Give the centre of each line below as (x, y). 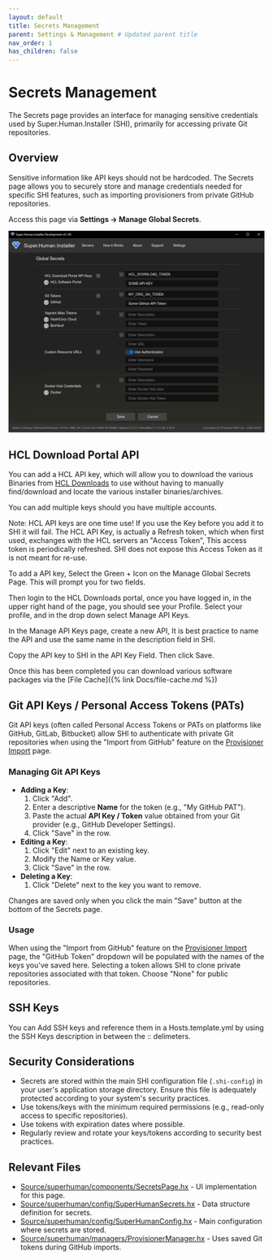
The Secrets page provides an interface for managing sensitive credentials (133, 115)
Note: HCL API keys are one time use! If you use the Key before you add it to (136, 524)
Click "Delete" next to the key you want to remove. (117, 884)
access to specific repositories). (74, 1116)
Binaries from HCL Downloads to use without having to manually (116, 483)
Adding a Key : (44, 789)
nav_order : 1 (30, 43)
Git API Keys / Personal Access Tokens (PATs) (127, 705)
